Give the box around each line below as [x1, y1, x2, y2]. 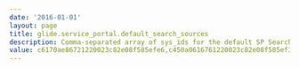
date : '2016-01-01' [9, 12, 82, 22]
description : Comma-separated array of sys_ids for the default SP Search [9, 37, 293, 47]
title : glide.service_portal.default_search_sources [9, 29, 209, 38]
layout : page [9, 21, 58, 30]
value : [9, 46, 34, 55]
